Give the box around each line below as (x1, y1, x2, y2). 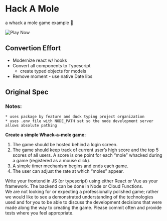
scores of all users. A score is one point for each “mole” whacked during (12, 152, 162, 158)
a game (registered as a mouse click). (12, 158, 91, 164)
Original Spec (5, 88, 49, 96)
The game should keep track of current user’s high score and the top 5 (12, 147, 159, 153)
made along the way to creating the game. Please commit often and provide (5, 204, 162, 211)
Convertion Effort (5, 44, 61, 53)
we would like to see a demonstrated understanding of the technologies (5, 194, 154, 200)
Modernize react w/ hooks (12, 57, 67, 63)
